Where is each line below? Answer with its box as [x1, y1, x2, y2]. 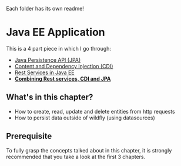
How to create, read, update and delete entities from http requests [14, 108, 175, 115]
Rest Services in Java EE [14, 69, 75, 76]
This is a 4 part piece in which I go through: [6, 45, 112, 52]
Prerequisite [6, 131, 52, 141]
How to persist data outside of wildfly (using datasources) [14, 114, 156, 121]
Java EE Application [6, 26, 106, 39]
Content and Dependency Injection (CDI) [14, 62, 113, 69]
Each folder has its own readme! [6, 5, 84, 12]
